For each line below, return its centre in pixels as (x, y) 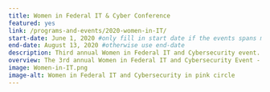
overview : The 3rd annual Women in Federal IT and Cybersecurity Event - (135, 61)
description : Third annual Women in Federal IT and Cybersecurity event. (135, 53)
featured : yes (32, 23)
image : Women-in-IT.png (48, 68)
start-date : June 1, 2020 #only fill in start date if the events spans (133, 38)
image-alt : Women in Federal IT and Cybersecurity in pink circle (122, 75)
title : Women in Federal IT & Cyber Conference (90, 16)
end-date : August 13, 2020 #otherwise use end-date (96, 46)
